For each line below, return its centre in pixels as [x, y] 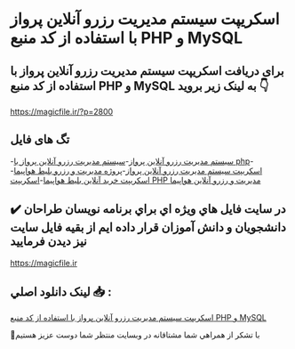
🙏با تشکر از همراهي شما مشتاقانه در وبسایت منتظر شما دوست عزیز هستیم [135, 335]
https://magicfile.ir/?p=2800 [62, 112]
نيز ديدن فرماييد [48, 242]
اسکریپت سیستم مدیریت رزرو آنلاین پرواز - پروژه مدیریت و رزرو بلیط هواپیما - [136, 170]
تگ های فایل [40, 139]
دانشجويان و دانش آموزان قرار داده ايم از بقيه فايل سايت [148, 227]
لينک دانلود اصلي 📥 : [61, 292]
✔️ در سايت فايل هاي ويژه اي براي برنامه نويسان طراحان [148, 209]
